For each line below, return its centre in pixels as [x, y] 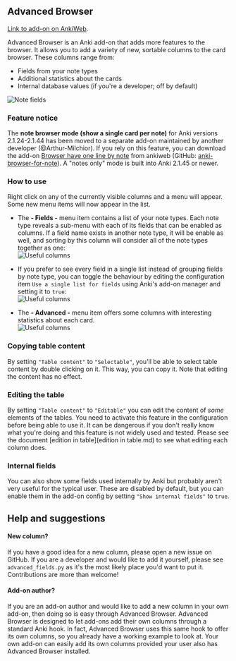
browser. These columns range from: [61, 57]
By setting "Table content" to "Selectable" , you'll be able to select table [112, 361]
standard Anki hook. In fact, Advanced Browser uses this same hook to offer [118, 629]
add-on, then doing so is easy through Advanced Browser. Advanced [108, 614]
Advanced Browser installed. [49, 651]
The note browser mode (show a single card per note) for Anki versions [113, 133]
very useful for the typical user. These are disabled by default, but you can [116, 489]
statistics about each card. [56, 320]
